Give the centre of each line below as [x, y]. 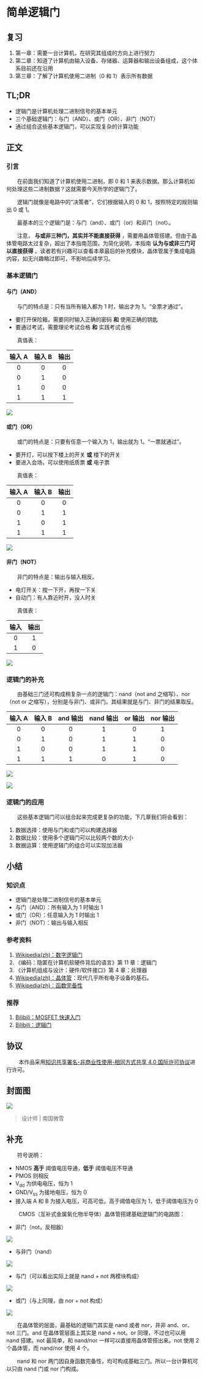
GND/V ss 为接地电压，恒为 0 [51, 1193]
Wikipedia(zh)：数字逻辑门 [49, 955]
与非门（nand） [35, 1251]
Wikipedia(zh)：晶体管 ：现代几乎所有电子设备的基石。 [84, 977]
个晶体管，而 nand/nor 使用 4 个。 [50, 1348]
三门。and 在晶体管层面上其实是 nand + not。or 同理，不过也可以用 [101, 1333]
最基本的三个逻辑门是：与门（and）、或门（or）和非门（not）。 [95, 222]
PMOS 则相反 [32, 1176]
